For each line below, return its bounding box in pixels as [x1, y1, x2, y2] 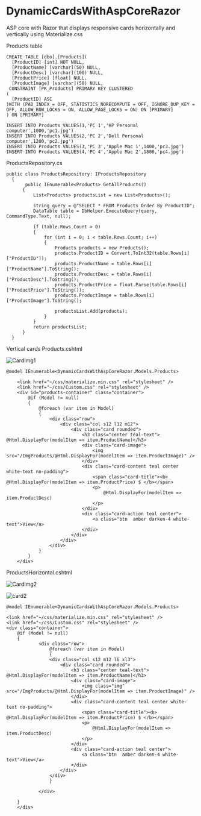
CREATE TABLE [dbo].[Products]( [6, 54, 87, 60]
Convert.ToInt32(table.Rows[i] [111, 250, 190, 256]
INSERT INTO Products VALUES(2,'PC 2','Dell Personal [6, 133, 144, 139]
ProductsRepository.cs [6, 159, 63, 166]
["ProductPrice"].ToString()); [6, 287, 85, 293]
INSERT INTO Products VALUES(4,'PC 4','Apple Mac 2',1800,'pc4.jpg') [6, 149, 185, 155]
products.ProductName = [54, 260, 114, 266]
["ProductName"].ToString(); [6, 266, 79, 272]
